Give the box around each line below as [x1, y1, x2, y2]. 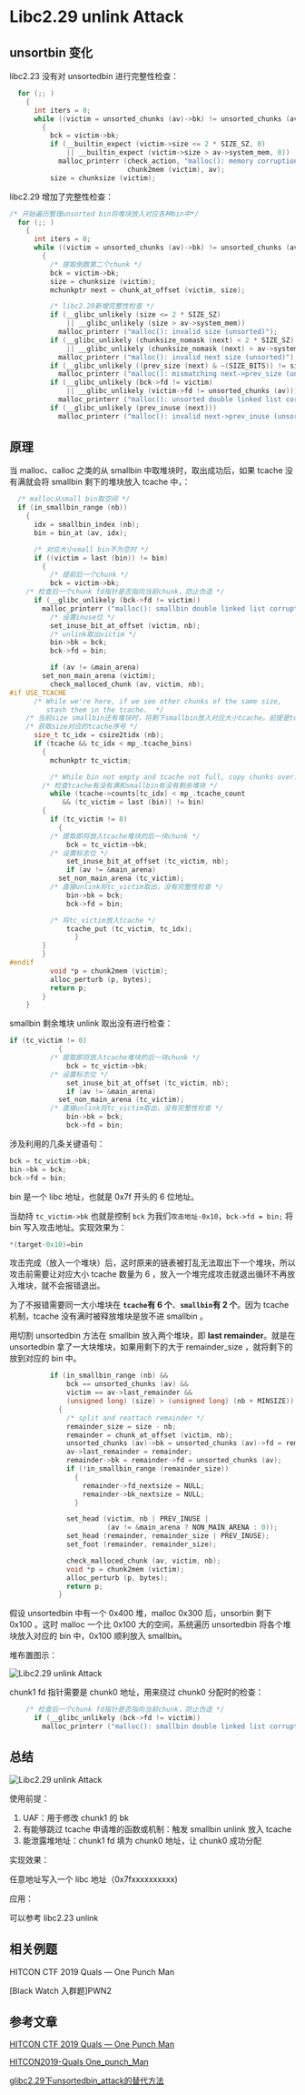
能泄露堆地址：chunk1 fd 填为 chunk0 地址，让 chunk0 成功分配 [22, 1835, 261, 1846]
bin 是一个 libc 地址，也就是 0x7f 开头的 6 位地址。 [9, 1190, 200, 1202]
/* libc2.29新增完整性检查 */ [49, 302, 155, 311]
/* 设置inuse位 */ [49, 612, 116, 622]
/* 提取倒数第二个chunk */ [49, 259, 143, 269]
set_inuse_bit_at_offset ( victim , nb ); [49, 621, 202, 630]
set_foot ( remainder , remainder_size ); [66, 1540, 218, 1549]
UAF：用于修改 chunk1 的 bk [22, 1812, 130, 1823]
